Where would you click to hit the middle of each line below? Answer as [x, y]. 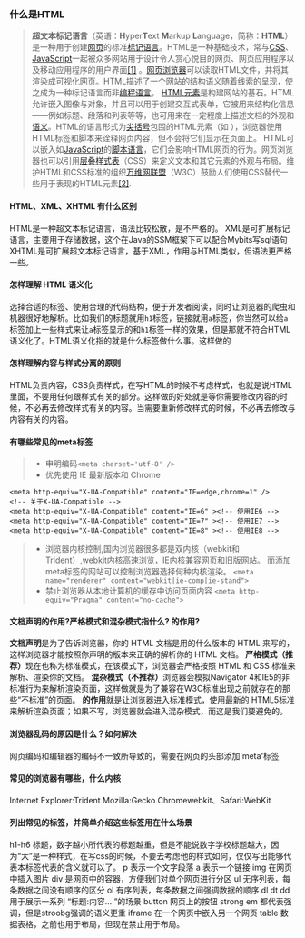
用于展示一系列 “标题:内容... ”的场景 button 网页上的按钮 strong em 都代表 [147, 901]
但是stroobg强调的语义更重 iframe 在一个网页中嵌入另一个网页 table [152, 913]
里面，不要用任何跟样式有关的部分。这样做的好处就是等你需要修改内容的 [144, 396]
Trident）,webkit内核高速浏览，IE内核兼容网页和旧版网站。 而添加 [168, 560]
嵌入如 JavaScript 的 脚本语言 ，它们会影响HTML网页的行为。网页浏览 [167, 150]
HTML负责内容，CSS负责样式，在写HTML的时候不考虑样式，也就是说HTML [151, 384]
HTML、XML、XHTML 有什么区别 [74, 205]
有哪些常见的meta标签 [51, 442]
